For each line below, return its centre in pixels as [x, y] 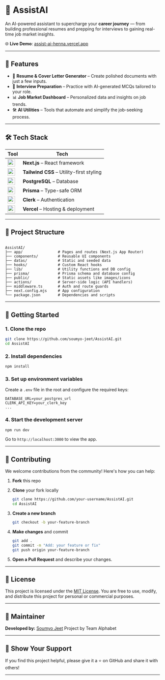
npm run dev [17, 430]
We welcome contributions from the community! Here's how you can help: [80, 471]
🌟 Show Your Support [39, 648]
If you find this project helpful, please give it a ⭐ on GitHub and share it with [82, 660]
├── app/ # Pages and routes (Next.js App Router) [74, 252]
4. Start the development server [44, 420]
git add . [22, 541]
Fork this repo [26, 481]
